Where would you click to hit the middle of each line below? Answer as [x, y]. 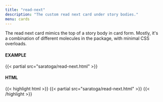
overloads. [16, 44]
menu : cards [17, 19]
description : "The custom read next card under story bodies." [72, 14]
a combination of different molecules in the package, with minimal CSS [77, 38]
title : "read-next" [25, 10]
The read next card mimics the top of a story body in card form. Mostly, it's [82, 33]
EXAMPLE [16, 55]
